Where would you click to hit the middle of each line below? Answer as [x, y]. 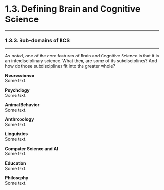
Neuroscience [20, 76]
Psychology [18, 90]
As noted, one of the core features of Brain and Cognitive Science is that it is [82, 56]
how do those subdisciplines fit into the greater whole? [60, 66]
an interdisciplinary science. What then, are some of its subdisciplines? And [81, 61]
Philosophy [17, 178]
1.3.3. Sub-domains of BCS [37, 40]
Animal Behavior [22, 105]
